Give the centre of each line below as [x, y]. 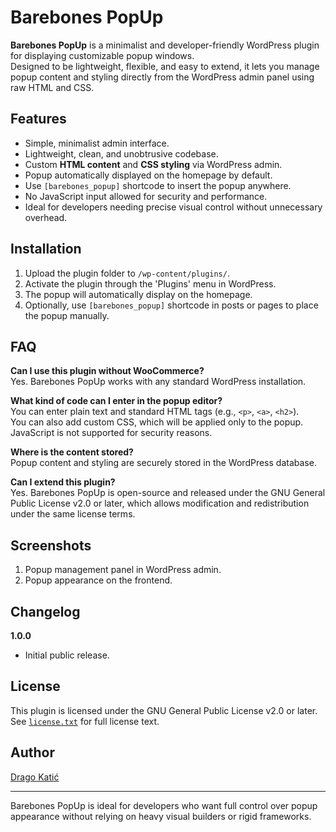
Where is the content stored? [72, 452]
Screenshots [51, 545]
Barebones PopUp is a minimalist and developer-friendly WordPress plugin [165, 45]
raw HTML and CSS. [52, 87]
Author [32, 752]
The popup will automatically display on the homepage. [138, 294]
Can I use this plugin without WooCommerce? [107, 371]
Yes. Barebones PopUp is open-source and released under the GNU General [168, 493]
